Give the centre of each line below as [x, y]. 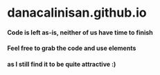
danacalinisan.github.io [77, 13]
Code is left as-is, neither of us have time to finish [80, 32]
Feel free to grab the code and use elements [72, 48]
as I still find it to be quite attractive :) [62, 64]
